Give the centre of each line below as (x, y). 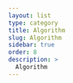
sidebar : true (32, 45)
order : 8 (23, 52)
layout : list (30, 15)
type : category (33, 23)
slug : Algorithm (35, 38)
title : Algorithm (37, 30)
